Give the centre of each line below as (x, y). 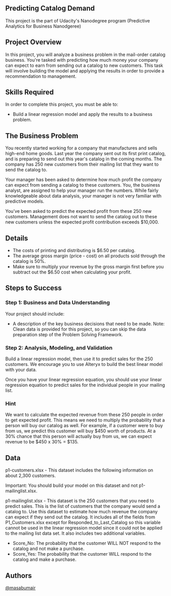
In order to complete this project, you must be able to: (62, 105)
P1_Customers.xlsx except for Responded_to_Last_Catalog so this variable (83, 523)
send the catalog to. (26, 170)
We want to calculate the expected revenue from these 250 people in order (84, 415)
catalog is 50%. (29, 261)
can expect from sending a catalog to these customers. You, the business (83, 185)
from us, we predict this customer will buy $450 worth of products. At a (80, 431)
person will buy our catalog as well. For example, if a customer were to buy (84, 426)
